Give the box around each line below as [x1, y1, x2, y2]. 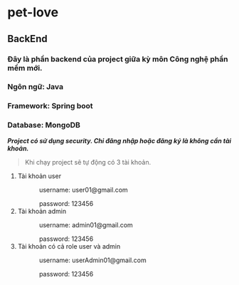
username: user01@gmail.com [38, 185, 128, 194]
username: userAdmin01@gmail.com [38, 256, 147, 264]
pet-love [7, 4, 59, 21]
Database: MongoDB [7, 120, 80, 130]
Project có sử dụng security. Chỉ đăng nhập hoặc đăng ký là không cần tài [7, 136, 232, 145]
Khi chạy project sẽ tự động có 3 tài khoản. [24, 157, 152, 166]
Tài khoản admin [17, 207, 66, 215]
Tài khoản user [17, 172, 62, 180]
